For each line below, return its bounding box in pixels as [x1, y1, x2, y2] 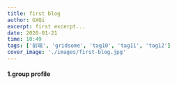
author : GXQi [7, 17, 45, 23]
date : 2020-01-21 [7, 29, 58, 37]
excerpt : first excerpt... [7, 23, 86, 30]
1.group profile [7, 70, 51, 78]
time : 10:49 [7, 36, 42, 43]
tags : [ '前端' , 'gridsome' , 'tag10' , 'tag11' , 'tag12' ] [7, 42, 171, 49]
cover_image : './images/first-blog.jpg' [7, 49, 127, 56]
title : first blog [7, 10, 61, 17]
